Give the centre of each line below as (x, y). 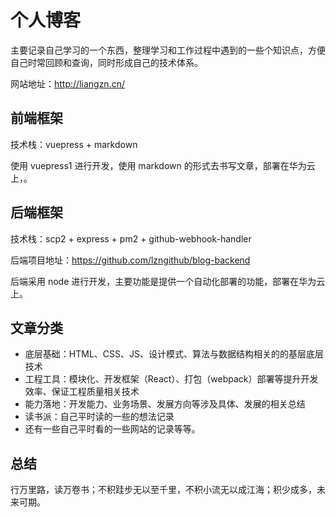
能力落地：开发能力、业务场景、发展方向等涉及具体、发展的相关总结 (165, 404)
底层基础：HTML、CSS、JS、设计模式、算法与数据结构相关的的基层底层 (174, 354)
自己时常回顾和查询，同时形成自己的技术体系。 (106, 62)
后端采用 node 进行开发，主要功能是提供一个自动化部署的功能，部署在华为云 (168, 281)
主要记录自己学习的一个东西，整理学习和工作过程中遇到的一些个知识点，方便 (168, 50)
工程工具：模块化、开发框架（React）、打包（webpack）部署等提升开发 (171, 379)
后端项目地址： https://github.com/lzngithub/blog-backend (130, 260)
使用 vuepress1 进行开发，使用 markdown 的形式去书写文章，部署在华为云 (163, 165)
